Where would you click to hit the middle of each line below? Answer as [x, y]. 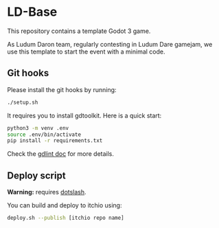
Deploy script [37, 175]
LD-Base [32, 12]
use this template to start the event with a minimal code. [87, 52]
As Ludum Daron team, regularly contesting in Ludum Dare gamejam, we [110, 44]
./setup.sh [23, 102]
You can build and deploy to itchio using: [65, 205]
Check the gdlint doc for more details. [61, 154]
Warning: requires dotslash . [47, 192]
